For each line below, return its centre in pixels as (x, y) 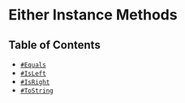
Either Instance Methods (93, 15)
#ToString (37, 91)
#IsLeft (33, 74)
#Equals (33, 65)
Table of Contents (55, 45)
